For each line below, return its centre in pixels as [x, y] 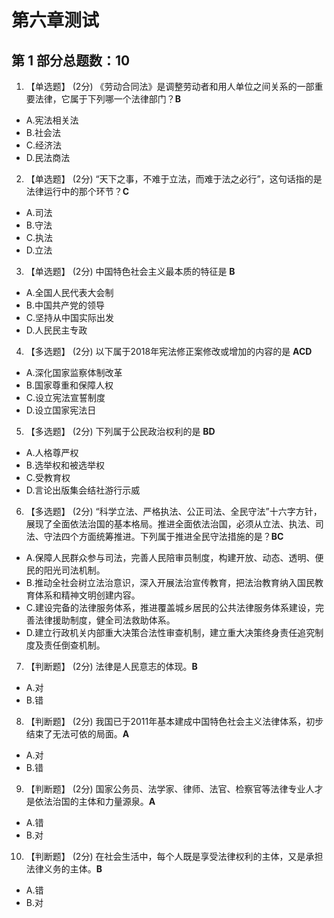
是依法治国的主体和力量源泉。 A [90, 801]
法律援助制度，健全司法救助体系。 [105, 620]
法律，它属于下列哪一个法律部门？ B [108, 99]
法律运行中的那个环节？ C [77, 191]
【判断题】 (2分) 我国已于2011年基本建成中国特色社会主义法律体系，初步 [174, 721]
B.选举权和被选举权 [65, 465]
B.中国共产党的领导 [65, 305]
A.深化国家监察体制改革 [74, 372]
